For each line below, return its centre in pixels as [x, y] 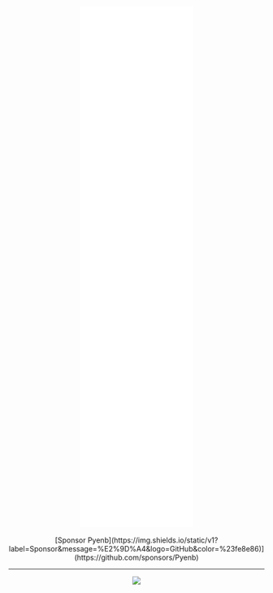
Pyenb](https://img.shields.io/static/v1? [153, 540]
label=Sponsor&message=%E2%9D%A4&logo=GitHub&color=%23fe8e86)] [136, 549]
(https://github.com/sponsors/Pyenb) [136, 557]
